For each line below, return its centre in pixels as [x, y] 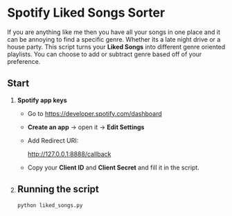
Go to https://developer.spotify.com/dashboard [95, 113]
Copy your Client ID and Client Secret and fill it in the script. [113, 167]
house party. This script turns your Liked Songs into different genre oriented [116, 47]
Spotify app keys [42, 100]
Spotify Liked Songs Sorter [86, 13]
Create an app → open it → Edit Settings [86, 127]
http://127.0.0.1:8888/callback [69, 153]
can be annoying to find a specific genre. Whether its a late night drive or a [114, 39]
